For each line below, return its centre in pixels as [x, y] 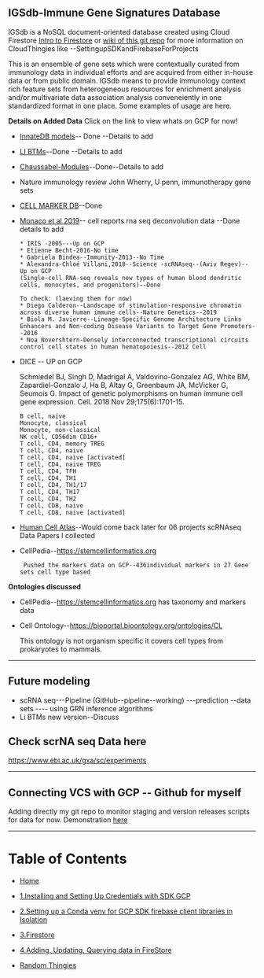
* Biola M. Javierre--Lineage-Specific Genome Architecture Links [130, 319]
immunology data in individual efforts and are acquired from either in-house [131, 72]
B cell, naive [42, 416]
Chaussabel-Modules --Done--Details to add [91, 166]
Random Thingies [48, 965]
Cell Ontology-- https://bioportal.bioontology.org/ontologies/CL [121, 626]
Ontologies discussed [44, 586]
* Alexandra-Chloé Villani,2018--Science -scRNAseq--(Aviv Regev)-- [134, 264]
